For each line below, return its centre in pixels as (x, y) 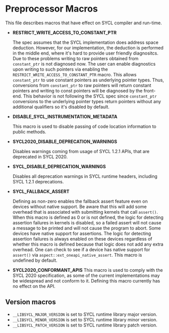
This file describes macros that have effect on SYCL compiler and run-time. (84, 23)
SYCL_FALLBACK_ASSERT (41, 191)
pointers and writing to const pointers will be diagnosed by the (77, 90)
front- (150, 90)
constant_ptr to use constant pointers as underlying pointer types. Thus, (88, 80)
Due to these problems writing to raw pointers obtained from (75, 58)
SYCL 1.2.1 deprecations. (38, 181)
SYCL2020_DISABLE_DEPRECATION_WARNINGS (65, 141)
